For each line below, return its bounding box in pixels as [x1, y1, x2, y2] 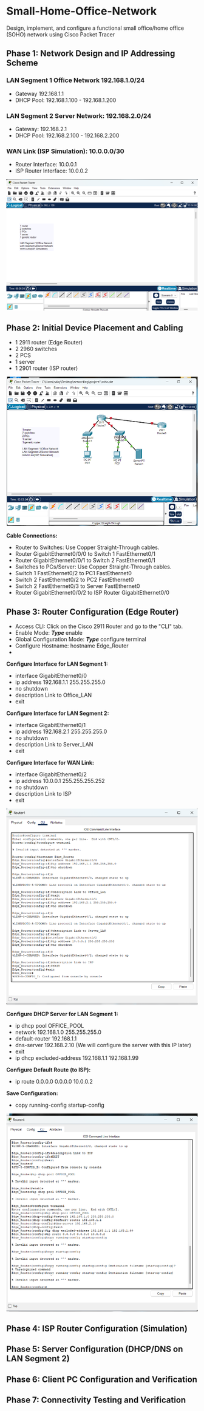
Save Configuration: [6, 1089, 59, 1097]
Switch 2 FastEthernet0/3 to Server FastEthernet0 [15, 583, 140, 590]
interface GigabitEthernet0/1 [15, 721, 86, 728]
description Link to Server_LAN [15, 740, 93, 748]
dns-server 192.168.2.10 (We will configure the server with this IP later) [15, 1041, 191, 1048]
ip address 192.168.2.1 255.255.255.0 [15, 728, 107, 735]
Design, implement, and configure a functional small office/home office [6, 24, 184, 32]
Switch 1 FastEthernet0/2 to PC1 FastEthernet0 [15, 570, 132, 577]
